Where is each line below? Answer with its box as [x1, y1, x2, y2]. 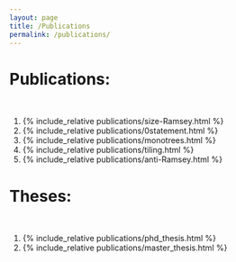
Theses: [9, 185, 72, 206]
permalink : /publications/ [9, 30, 111, 39]
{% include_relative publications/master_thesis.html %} [22, 242, 228, 253]
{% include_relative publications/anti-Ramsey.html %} [22, 154, 223, 165]
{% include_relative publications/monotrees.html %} [22, 135, 216, 146]
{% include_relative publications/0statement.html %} [22, 125, 219, 136]
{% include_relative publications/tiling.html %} [22, 145, 195, 156]
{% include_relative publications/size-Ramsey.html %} [22, 116, 224, 127]
